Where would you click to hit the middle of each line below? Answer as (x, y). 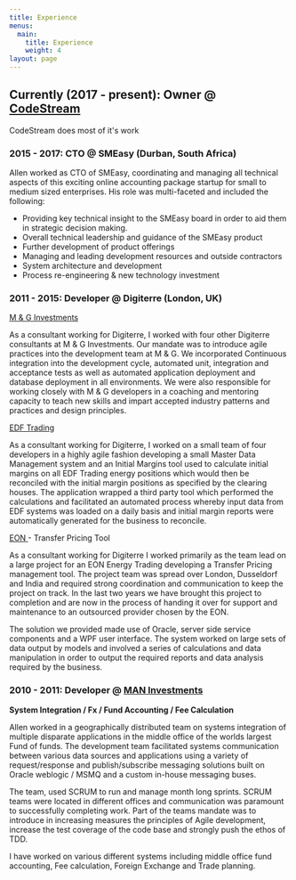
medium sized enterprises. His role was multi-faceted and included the (139, 191)
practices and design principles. (68, 411)
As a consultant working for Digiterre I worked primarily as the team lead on (148, 555)
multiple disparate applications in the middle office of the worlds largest (140, 737)
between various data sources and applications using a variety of (129, 755)
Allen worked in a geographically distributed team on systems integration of (148, 727)
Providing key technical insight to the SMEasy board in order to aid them (154, 218)
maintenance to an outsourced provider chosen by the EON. (119, 612)
